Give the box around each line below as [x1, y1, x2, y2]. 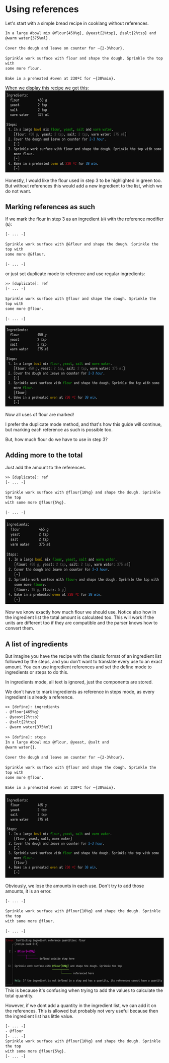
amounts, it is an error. [5, 888, 52, 894]
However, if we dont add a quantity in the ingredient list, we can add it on [5, 1003, 157, 1009]
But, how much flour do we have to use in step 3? [5, 436, 108, 442]
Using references [5, 4, 79, 15]
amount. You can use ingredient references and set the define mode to [5, 664, 152, 670]
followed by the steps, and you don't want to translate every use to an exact [5, 659, 162, 665]
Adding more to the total [5, 451, 83, 460]
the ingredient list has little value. [5, 1013, 74, 1019]
